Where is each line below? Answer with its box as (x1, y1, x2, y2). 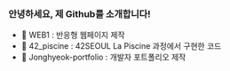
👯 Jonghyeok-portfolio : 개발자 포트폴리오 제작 (20, 51, 186, 63)
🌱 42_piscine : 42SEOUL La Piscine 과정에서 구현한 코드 (20, 41, 222, 51)
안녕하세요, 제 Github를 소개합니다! (8, 7, 152, 20)
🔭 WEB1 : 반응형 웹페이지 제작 (20, 29, 125, 41)
